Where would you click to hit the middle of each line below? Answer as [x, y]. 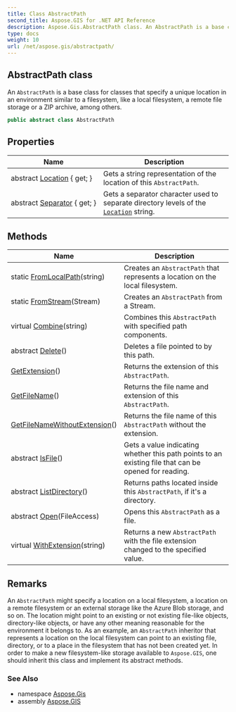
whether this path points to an [173, 454]
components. [145, 335]
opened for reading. [157, 471]
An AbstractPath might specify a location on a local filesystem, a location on [118, 601]
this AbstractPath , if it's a [165, 492]
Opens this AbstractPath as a [172, 512]
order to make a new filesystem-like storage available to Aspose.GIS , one [112, 653]
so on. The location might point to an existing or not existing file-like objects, [118, 616]
